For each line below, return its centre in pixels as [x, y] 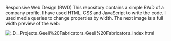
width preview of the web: [33, 23]
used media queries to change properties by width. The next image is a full [84, 18]
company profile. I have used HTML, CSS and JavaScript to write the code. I [86, 13]
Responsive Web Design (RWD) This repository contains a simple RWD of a [85, 7]
